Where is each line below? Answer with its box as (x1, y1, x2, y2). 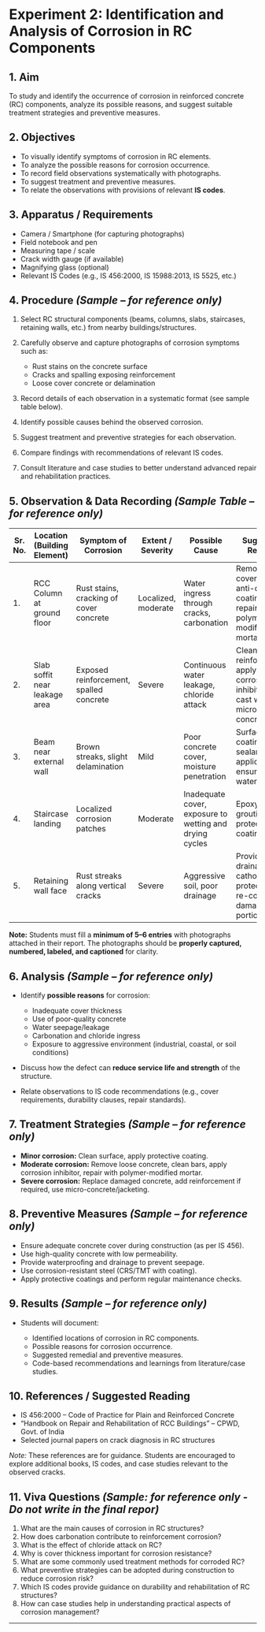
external (33, 757, 64, 768)
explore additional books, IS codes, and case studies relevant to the (9, 1459, 229, 1469)
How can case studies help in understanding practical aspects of (20, 1599, 231, 1608)
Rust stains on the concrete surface (31, 362, 148, 371)
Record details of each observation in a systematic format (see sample (20, 394, 250, 403)
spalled (75, 684, 103, 695)
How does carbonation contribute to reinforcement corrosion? (20, 1532, 222, 1541)
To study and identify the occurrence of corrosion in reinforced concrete (9, 91, 245, 100)
